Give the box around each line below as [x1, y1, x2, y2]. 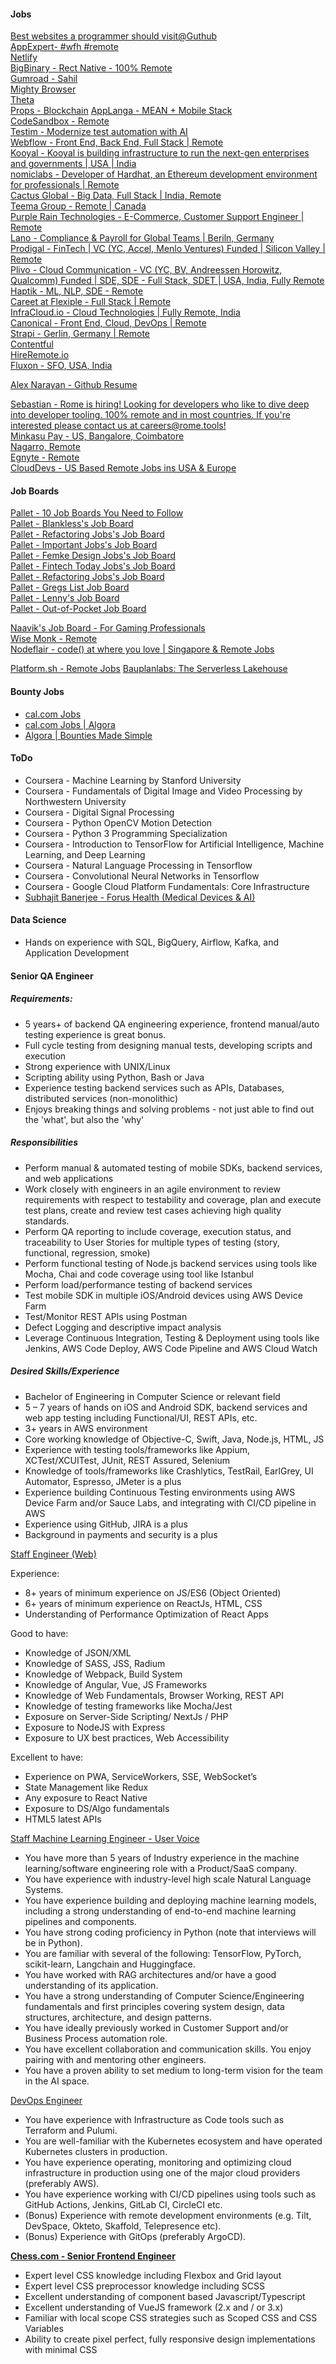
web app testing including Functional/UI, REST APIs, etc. [24, 1411, 258, 1424]
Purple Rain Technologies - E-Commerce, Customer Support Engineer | [10, 211, 305, 223]
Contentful [10, 338, 54, 350]
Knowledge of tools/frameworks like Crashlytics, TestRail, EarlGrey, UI [24, 1465, 314, 1477]
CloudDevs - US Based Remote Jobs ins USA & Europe [10, 462, 237, 474]
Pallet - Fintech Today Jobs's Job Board [10, 560, 176, 572]
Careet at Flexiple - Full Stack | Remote [10, 296, 172, 308]
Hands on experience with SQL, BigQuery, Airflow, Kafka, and [24, 936, 279, 949]
